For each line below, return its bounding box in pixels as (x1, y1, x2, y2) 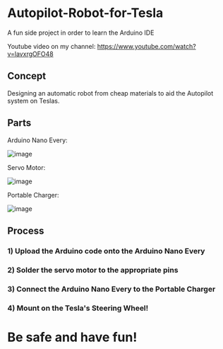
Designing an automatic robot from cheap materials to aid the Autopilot (7, 88, 214, 97)
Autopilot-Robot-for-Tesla (7, 5, 164, 21)
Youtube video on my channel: (7, 42, 96, 50)
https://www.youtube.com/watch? (97, 42, 196, 50)
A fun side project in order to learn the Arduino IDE (7, 28, 155, 37)
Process (7, 224, 44, 236)
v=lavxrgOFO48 (7, 50, 54, 58)
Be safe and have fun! (7, 329, 138, 345)
